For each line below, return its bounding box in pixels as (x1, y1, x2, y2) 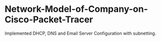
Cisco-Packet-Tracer (4, 14, 93, 25)
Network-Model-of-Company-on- (4, 3, 148, 15)
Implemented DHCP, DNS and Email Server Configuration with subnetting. (4, 30, 157, 36)
